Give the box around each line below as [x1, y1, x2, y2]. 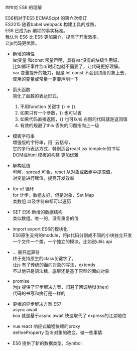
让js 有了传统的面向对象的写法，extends [12, 262, 96, 268]
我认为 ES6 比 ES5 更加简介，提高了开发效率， [5, 34, 101, 40]
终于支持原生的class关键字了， [12, 256, 76, 261]
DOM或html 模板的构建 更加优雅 [12, 152, 79, 158]
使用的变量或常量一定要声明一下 [12, 76, 79, 82]
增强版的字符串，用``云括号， [12, 140, 73, 145]
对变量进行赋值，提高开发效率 [12, 175, 74, 181]
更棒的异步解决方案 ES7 [12, 301, 62, 307]
